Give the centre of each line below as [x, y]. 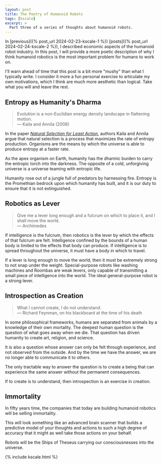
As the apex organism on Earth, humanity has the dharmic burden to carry [79, 158]
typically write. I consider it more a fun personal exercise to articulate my [78, 77]
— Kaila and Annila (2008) [43, 124]
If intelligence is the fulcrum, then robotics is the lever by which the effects [79, 235]
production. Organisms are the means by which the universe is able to [75, 144]
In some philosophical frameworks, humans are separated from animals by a [81, 322]
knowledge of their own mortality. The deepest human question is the [74, 327]
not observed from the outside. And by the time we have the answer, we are [81, 352]
